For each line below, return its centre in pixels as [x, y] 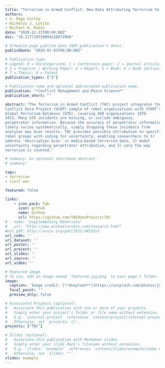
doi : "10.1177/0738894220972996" [39, 37]
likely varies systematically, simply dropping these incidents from [78, 127]
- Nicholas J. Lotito [27, 23]
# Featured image [23, 272]
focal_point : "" [26, 290]
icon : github [31, 208]
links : [12, 199]
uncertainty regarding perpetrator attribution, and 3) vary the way [78, 145]
